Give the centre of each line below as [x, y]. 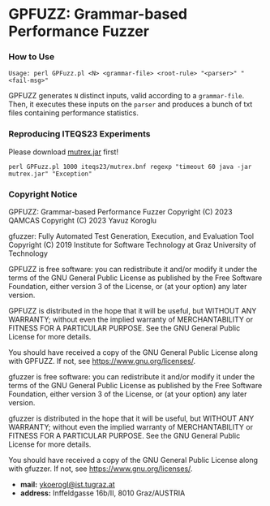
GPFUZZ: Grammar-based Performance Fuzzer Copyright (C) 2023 [120, 212]
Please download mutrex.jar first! [64, 152]
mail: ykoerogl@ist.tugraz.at [67, 485]
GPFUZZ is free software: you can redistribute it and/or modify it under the [133, 270]
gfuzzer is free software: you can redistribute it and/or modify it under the [132, 377]
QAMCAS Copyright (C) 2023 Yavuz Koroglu [82, 221]
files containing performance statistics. [74, 113]
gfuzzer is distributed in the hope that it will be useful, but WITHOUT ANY [131, 418]
